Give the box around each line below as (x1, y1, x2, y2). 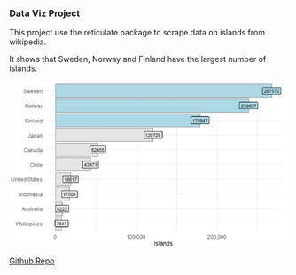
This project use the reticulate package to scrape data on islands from (9, 27, 266, 38)
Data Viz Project (9, 7, 81, 20)
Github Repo (9, 255, 55, 266)
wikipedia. (9, 36, 47, 47)
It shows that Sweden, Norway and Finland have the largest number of (9, 54, 267, 65)
